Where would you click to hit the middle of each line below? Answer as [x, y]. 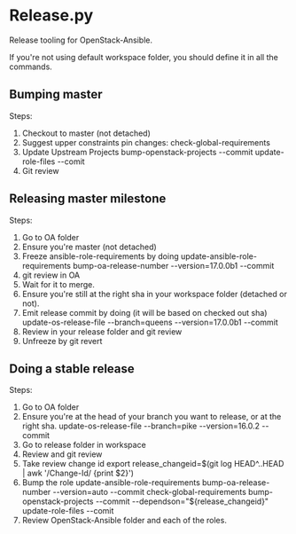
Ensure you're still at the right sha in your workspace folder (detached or [155, 294]
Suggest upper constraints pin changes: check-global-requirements [146, 142]
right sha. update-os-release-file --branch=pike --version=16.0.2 [140, 426]
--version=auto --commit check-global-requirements [149, 492]
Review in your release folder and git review [102, 331]
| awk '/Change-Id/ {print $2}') [78, 473]
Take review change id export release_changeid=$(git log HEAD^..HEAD [153, 464]
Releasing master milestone [88, 199]
